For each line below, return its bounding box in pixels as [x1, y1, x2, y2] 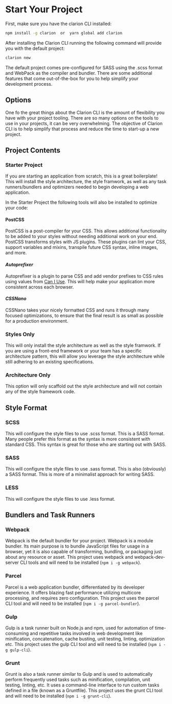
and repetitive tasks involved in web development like [30, 630, 143, 636]
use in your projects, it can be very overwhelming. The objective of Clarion [5, 120, 163, 126]
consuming [5, 630, 29, 636]
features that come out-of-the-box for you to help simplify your [5, 75, 139, 82]
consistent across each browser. [5, 284, 74, 290]
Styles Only [5, 330, 35, 338]
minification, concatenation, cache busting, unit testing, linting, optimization [5, 635, 165, 642]
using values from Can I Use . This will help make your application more [5, 278, 155, 284]
